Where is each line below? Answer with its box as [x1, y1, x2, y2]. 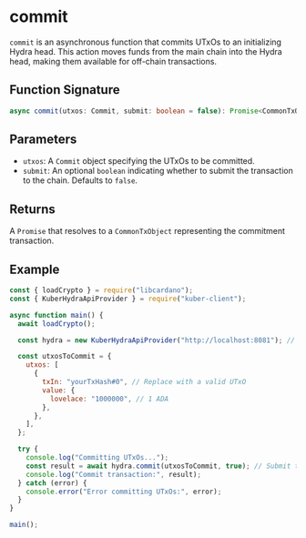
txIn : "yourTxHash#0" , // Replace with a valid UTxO [42, 378, 247, 387]
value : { [42, 385, 76, 395]
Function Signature [9, 82, 120, 97]
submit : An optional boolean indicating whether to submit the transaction [22, 166, 293, 177]
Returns [9, 201, 56, 217]
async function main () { [9, 310, 104, 320]
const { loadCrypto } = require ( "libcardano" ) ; [9, 286, 194, 295]
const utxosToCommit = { [17, 352, 112, 361]
